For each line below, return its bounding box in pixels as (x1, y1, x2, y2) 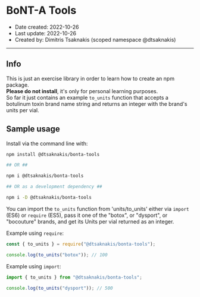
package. (6, 81, 29, 88)
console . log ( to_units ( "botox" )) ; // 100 (6, 252, 108, 258)
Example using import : (6, 262, 61, 270)
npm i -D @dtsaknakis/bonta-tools (6, 195, 92, 201)
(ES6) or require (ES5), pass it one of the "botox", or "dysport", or (6, 212, 168, 219)
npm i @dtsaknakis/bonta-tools (6, 173, 84, 179)
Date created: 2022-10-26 (14, 23, 79, 30)
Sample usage (6, 124, 61, 134)
